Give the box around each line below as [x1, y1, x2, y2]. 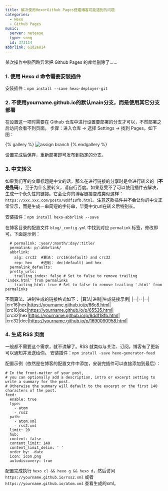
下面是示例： [13, 230, 40, 236]
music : [5, 26, 19, 31]
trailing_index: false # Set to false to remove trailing [14, 273, 137, 279]
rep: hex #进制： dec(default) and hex [14, 260, 101, 265]
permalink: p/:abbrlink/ [9, 245, 61, 250]
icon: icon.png [9, 454, 41, 459]
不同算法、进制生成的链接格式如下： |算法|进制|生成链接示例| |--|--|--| [5, 296, 150, 302]
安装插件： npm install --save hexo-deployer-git [5, 85, 108, 91]
